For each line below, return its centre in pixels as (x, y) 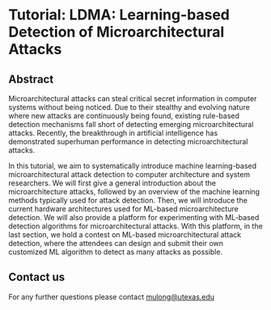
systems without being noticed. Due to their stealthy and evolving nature (129, 107)
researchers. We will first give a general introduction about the (112, 183)
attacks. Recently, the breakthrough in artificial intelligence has (113, 133)
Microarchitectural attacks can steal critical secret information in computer (133, 98)
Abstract (31, 79)
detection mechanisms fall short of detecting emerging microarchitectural (131, 124)
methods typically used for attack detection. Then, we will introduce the (128, 200)
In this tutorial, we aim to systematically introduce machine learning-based (133, 166)
